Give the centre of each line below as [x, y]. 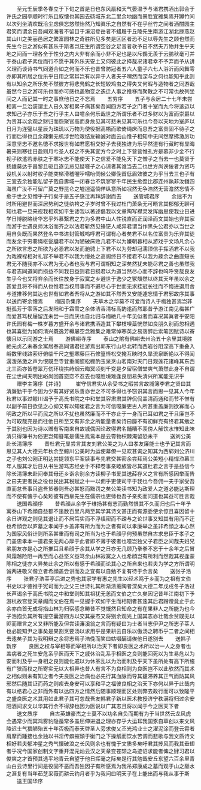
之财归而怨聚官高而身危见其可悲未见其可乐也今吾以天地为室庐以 [116, 121]
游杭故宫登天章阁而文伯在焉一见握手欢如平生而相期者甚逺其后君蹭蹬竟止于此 [100, 601]
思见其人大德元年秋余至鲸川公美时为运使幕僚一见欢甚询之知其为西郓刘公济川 [100, 451]
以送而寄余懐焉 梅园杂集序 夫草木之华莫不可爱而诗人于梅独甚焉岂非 [99, 301]
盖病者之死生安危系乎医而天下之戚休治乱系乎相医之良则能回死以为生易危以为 [100, 654]
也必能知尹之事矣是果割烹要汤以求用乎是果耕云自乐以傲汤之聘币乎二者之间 [98, 631]
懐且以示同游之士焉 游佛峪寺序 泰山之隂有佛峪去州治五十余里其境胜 [99, 339]
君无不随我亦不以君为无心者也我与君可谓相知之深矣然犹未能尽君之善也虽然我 [100, 264]
